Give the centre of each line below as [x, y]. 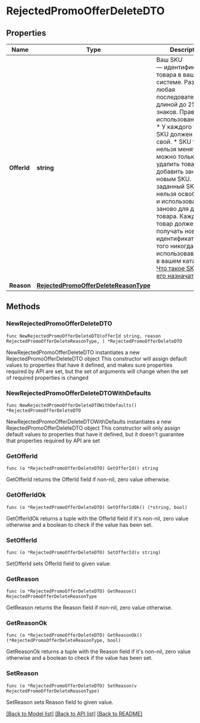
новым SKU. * [176, 179]
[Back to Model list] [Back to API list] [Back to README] [74, 713]
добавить [170, 171]
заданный [171, 186]
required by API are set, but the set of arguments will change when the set [97, 371]
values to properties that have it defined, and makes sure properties [89, 365]
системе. [169, 82]
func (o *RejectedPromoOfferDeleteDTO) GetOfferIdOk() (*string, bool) [97, 507]
